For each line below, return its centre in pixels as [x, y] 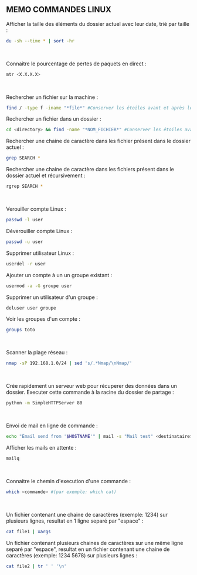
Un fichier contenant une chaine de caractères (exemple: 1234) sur [87, 514]
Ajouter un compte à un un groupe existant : [59, 275]
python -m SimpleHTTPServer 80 [44, 403]
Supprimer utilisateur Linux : [40, 253]
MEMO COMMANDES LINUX [59, 10]
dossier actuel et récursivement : [46, 175]
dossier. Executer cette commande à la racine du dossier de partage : [90, 392]
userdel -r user [26, 264]
